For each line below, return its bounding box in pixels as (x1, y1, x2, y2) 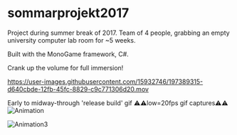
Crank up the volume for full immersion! (7, 63, 124, 72)
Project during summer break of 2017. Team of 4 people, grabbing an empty (7, 28, 230, 37)
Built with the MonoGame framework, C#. (7, 50, 130, 58)
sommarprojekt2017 (7, 5, 130, 21)
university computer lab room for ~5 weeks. (7, 36, 137, 44)
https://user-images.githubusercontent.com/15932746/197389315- (7, 77, 204, 86)
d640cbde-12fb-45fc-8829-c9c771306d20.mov (7, 85, 149, 93)
